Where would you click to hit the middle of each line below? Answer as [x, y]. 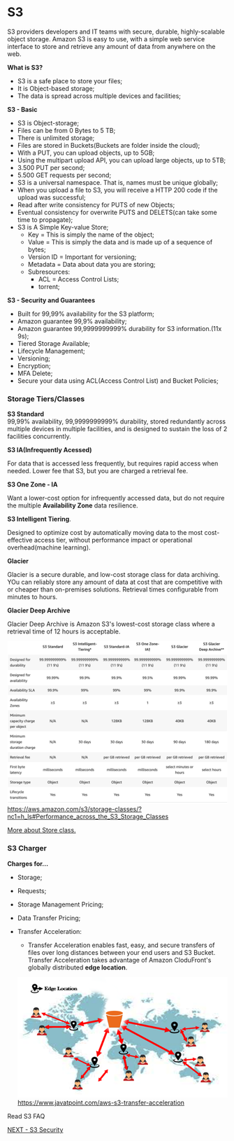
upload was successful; [51, 197]
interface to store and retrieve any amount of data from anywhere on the [111, 46]
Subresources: [49, 272]
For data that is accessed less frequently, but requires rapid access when [113, 463]
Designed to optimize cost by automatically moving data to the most [105, 533]
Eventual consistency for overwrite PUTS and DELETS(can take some [117, 212]
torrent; [49, 286]
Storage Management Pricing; [60, 904]
